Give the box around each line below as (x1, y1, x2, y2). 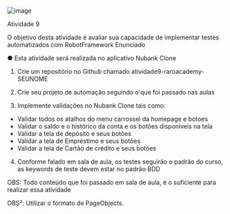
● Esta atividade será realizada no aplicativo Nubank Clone (7, 54, 177, 62)
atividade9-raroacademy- (131, 68, 205, 75)
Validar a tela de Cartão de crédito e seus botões (17, 144, 157, 152)
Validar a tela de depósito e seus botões (17, 130, 132, 137)
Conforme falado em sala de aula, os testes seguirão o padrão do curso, (17, 157, 223, 166)
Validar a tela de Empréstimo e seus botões (17, 137, 141, 145)
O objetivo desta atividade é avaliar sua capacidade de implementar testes (7, 33, 220, 41)
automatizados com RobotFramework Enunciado (7, 41, 146, 48)
